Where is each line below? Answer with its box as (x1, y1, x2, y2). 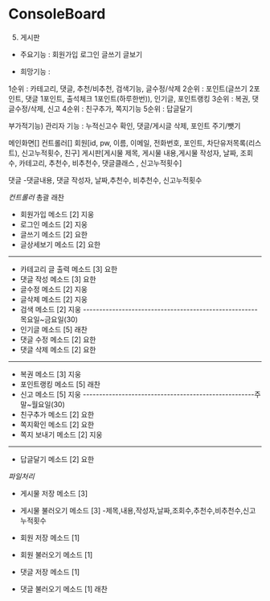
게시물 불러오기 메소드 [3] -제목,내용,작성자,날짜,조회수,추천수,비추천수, (19, 505, 243, 515)
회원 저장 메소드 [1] (19, 533, 80, 542)
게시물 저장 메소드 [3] (19, 488, 88, 498)
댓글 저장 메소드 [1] (19, 566, 80, 576)
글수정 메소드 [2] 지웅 (19, 284, 88, 294)
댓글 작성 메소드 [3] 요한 (19, 274, 96, 284)
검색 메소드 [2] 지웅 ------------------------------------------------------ (19, 304, 259, 314)
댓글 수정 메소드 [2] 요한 (19, 335, 96, 344)
